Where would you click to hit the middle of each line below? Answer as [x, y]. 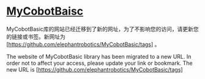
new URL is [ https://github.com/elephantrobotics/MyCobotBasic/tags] [95, 69]
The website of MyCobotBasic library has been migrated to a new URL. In [99, 56]
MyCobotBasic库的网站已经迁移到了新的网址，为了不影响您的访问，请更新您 [102, 29]
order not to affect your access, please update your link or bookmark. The [99, 63]
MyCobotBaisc [45, 11]
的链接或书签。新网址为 [36, 36]
